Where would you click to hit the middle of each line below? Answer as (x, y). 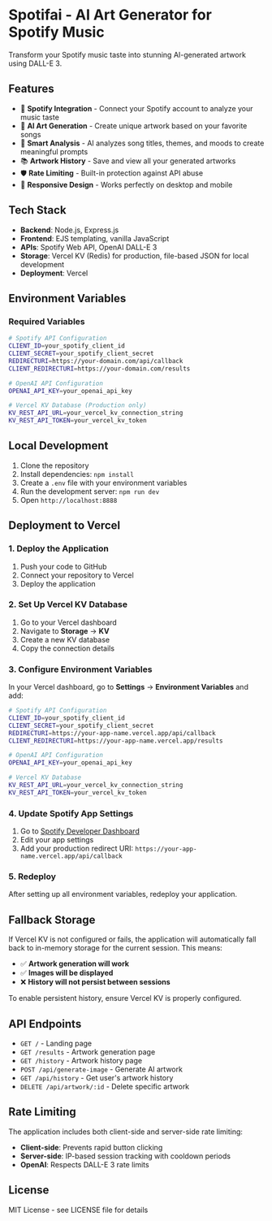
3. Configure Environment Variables (80, 669)
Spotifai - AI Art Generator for (110, 15)
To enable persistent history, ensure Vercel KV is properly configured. (125, 998)
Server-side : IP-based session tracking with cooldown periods (125, 1156)
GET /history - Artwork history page (81, 1061)
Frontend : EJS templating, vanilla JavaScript (95, 238)
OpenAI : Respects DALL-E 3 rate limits (84, 1164)
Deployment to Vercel (64, 526)
